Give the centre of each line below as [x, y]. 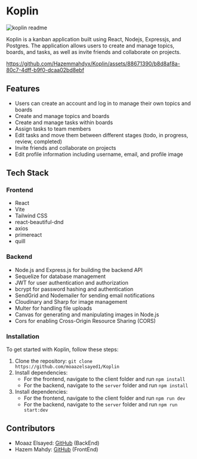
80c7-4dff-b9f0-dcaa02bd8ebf [45, 70]
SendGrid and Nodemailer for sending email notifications [85, 295]
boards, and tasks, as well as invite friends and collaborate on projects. [93, 52]
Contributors [31, 429]
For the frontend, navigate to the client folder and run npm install [104, 379]
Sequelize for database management [60, 276]
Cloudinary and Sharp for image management [71, 301]
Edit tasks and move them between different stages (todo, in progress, [101, 135]
